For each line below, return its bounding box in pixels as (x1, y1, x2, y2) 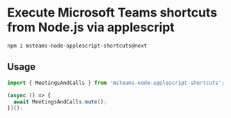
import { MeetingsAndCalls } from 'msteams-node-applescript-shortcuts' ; (7, 79, 225, 86)
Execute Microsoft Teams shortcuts (7, 5, 217, 21)
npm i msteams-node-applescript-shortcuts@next (7, 42, 148, 49)
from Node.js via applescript (7, 19, 175, 35)
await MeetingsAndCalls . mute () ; (13, 98, 108, 105)
